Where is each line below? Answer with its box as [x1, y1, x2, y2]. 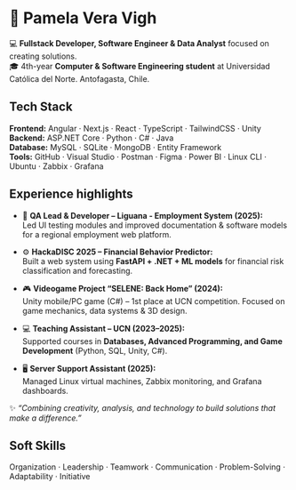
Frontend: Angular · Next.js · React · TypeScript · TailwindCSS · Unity [9, 123, 262, 133]
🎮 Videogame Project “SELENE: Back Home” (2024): [21, 283, 224, 293]
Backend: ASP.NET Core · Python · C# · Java [9, 133, 174, 143]
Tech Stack [9, 100, 73, 115]
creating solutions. [9, 51, 77, 61]
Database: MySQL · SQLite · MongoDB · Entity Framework [9, 141, 222, 152]
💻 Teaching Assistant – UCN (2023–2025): [21, 323, 185, 333]
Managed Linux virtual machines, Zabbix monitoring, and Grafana [21, 375, 262, 386]
